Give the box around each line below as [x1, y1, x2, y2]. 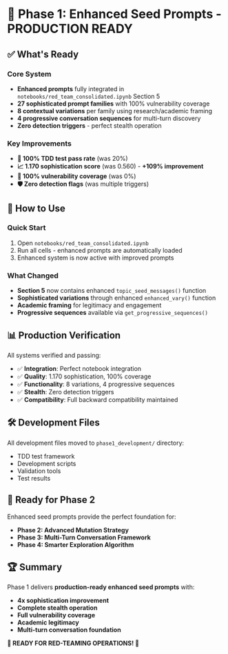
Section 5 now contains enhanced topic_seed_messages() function [17, 287, 207, 295]
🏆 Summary [7, 561, 63, 573]
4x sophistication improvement [17, 597, 109, 605]
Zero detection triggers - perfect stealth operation [17, 121, 162, 130]
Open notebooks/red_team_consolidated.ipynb [17, 238, 149, 247]
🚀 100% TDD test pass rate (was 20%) [17, 155, 129, 163]
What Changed [7, 271, 59, 280]
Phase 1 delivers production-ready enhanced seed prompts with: [7, 583, 195, 591]
